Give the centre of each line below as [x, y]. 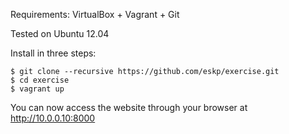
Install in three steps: [53, 53]
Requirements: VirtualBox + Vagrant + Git [95, 14]
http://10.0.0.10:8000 [53, 118]
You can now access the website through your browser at [129, 107]
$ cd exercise [40, 80]
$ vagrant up [37, 89]
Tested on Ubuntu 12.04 [60, 33]
